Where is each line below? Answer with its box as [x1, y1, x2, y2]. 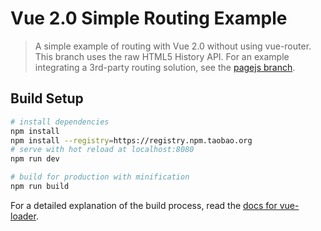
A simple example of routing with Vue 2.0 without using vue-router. [34, 40, 312, 52]
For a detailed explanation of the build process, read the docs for [10, 199, 278, 211]
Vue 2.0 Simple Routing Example [10, 7, 288, 30]
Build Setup [10, 90, 84, 107]
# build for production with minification [10, 172, 190, 182]
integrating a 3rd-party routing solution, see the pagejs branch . [34, 61, 296, 73]
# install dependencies [10, 117, 110, 127]
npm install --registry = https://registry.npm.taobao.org [10, 135, 253, 146]
